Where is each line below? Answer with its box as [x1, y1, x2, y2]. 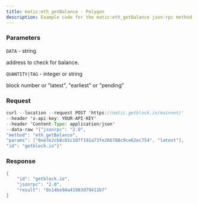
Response [6, 157, 36, 165]
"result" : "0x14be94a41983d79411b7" [17, 187, 108, 193]
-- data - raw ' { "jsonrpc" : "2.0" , [6, 126, 86, 132]
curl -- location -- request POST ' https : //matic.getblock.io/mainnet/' [6, 110, 184, 116]
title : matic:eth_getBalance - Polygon [6, 8, 105, 15]
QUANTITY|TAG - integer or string [6, 70, 83, 77]
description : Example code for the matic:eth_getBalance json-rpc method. [6, 14, 195, 20]
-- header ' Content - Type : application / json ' [6, 121, 116, 127]
